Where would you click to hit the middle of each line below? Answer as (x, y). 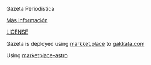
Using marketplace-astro (37, 55)
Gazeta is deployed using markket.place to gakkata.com (75, 44)
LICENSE (17, 32)
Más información (27, 20)
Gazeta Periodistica (30, 9)
